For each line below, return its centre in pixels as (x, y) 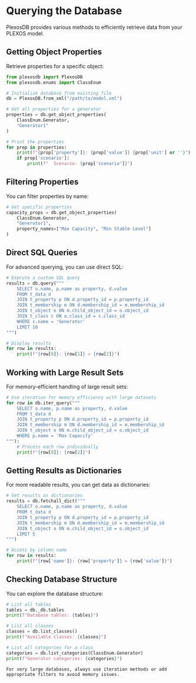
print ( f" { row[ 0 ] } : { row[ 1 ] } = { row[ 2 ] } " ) (68, 354)
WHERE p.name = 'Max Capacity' (55, 436)
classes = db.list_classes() (42, 632)
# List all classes (30, 626)
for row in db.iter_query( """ (43, 403)
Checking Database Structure (62, 580)
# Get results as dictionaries (44, 496)
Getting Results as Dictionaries (64, 471)
